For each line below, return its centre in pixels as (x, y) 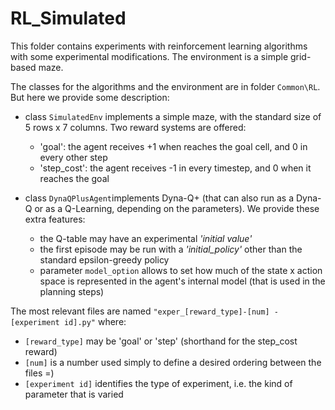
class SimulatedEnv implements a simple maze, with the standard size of (173, 116)
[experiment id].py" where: (68, 321)
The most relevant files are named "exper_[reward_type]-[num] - (144, 311)
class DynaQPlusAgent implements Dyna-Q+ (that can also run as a (159, 198)
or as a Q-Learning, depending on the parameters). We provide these (177, 208)
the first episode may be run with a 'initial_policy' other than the (171, 249)
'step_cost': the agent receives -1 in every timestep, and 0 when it (175, 168)
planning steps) (72, 291)
